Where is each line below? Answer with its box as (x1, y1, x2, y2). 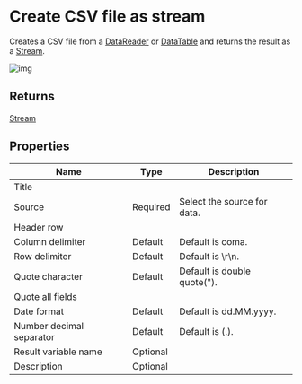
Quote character (13, 270, 84, 283)
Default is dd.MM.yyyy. (179, 305, 277, 318)
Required (131, 200, 171, 213)
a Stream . (9, 45, 45, 56)
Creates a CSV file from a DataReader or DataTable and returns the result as (9, 36, 291, 47)
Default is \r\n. (179, 249, 240, 262)
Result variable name (13, 345, 102, 358)
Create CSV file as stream (9, 6, 206, 27)
